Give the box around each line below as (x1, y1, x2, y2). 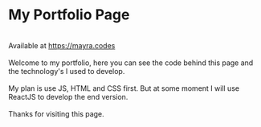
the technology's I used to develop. (8, 66, 125, 76)
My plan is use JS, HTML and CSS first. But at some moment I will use (8, 83, 239, 93)
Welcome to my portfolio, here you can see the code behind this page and (8, 58, 254, 68)
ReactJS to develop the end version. (8, 92, 128, 101)
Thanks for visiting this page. (8, 109, 104, 118)
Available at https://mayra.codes (8, 40, 116, 50)
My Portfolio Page (8, 6, 130, 24)
